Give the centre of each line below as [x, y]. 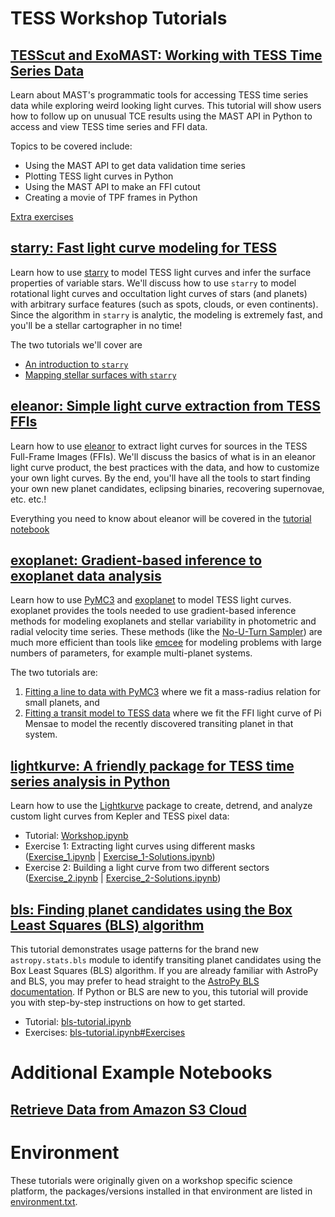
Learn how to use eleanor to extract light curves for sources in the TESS [159, 446]
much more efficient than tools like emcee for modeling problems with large [166, 643]
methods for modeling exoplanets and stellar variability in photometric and [163, 621]
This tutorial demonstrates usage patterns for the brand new [134, 949]
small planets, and [62, 703]
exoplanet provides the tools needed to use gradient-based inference [153, 611]
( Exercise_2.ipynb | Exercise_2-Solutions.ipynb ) [123, 878]
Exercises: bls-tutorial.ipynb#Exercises [105, 1033]
